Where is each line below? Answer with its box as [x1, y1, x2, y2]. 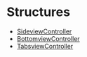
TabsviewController [16, 42, 74, 50]
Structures [6, 4, 71, 20]
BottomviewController [16, 34, 80, 42]
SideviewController [16, 27, 72, 35]
